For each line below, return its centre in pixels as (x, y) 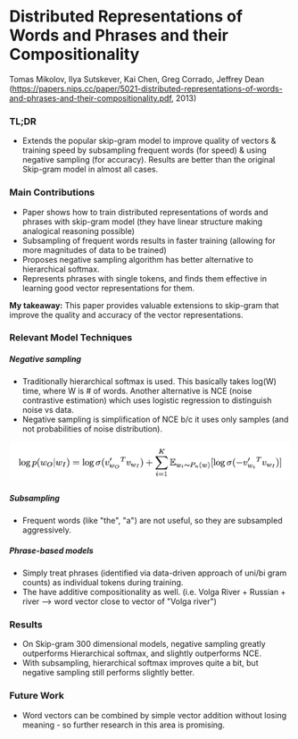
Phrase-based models (51, 550)
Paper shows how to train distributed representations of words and (145, 212)
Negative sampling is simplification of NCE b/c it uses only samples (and (155, 420)
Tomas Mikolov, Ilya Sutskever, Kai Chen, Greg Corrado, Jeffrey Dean (137, 79)
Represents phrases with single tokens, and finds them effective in (145, 278)
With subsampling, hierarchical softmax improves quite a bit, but (140, 663)
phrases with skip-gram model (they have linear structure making (142, 222)
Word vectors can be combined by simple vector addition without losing (154, 715)
